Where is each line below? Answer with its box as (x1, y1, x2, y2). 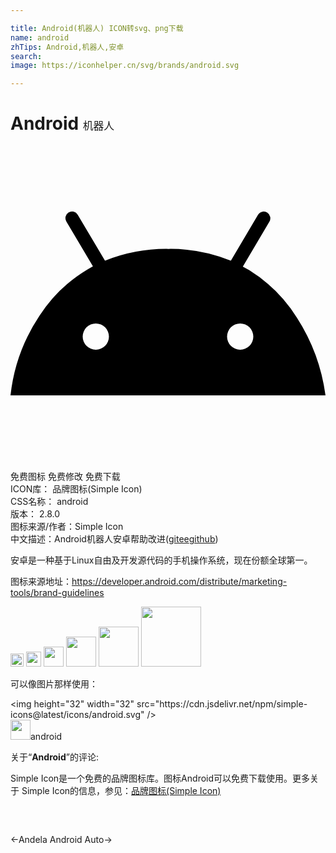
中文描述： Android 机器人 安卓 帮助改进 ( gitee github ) (10, 533, 219, 545)
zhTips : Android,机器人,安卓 (10, 42, 125, 52)
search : (10, 51, 43, 61)
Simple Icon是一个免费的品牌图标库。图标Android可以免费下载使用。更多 (10, 772, 311, 785)
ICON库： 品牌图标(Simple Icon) (10, 483, 143, 495)
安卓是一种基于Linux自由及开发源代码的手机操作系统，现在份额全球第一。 (10, 554, 313, 566)
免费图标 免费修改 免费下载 (10, 471, 121, 483)
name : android (10, 32, 70, 43)
